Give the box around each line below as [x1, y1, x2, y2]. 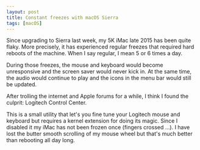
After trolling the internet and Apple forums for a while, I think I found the [6, 92, 189, 100]
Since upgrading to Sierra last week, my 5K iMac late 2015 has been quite [6, 37, 191, 44]
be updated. [6, 81, 37, 88]
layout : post [6, 9, 40, 15]
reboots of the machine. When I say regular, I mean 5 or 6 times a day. [6, 50, 183, 57]
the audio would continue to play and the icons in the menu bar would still [6, 74, 191, 82]
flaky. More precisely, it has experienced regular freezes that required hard [6, 43, 195, 50]
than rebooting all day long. [6, 137, 75, 144]
